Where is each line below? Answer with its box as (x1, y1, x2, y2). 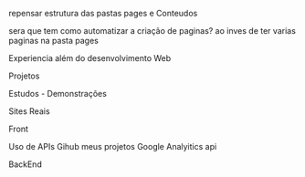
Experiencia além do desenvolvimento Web (8, 53, 172, 63)
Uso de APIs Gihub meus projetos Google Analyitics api (8, 141, 217, 151)
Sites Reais (8, 106, 51, 117)
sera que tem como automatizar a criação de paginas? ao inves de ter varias (8, 26, 296, 36)
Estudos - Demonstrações (8, 88, 107, 99)
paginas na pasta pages (8, 36, 100, 46)
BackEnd (8, 159, 42, 170)
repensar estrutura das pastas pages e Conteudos (8, 8, 198, 18)
